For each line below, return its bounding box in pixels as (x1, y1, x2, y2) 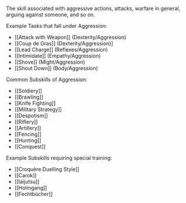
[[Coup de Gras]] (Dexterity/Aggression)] (14, 40, 114, 47)
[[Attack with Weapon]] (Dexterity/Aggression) (14, 34, 127, 40)
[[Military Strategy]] (14, 106, 62, 113)
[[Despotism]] (14, 112, 48, 119)
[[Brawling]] (14, 93, 44, 100)
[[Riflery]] (14, 118, 38, 125)
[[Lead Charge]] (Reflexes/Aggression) (14, 46, 108, 53)
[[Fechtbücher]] (14, 191, 53, 197)
